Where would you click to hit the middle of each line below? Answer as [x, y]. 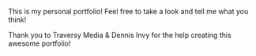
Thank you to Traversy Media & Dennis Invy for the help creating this [120, 35]
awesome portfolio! [40, 43]
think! [17, 20]
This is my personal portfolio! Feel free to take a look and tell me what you [128, 11]
